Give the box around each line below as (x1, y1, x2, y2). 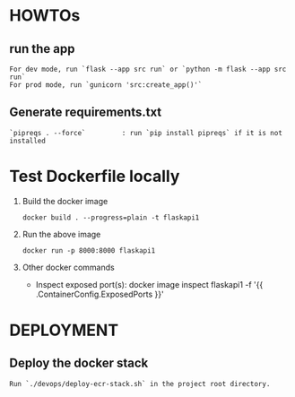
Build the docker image (22, 195, 108, 206)
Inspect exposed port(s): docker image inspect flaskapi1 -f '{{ (35, 279, 264, 289)
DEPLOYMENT (9, 320, 119, 341)
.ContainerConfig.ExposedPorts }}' (35, 289, 164, 299)
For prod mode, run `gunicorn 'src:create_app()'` (9, 81, 203, 90)
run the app (9, 41, 75, 56)
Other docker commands (22, 262, 115, 272)
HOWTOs (9, 5, 81, 26)
